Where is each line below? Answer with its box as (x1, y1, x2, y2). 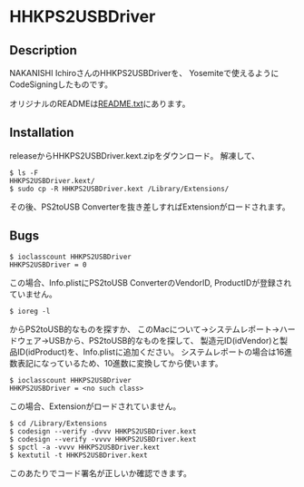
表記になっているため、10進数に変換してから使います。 (16, 357, 224, 368)
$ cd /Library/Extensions (9, 419, 107, 428)
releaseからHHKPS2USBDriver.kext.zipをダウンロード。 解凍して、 (9, 150, 260, 161)
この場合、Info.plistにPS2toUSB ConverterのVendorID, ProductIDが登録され (9, 277, 292, 287)
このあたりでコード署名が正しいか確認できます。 (9, 467, 192, 478)
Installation (9, 125, 74, 141)
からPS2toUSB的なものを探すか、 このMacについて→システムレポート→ (9, 324, 279, 335)
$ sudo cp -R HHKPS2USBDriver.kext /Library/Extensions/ (9, 184, 230, 193)
